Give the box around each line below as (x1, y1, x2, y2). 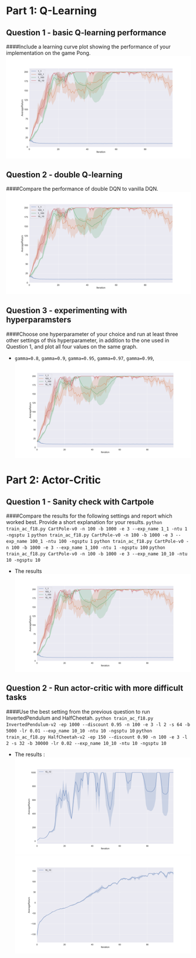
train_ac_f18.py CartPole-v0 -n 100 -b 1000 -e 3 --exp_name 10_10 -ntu (6, 551, 188, 557)
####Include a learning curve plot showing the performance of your (6, 43, 171, 50)
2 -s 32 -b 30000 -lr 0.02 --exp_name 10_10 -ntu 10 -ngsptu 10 (6, 740, 167, 746)
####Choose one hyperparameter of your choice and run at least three (6, 330, 178, 337)
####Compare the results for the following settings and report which (6, 512, 173, 519)
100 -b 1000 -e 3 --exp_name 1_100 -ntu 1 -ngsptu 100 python (11, 545, 165, 551)
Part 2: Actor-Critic (6, 473, 102, 487)
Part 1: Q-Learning (6, 4, 97, 18)
